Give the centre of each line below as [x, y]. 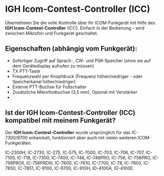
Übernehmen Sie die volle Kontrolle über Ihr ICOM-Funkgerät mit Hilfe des [80, 23]
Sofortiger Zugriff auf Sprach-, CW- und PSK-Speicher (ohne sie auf [82, 61]
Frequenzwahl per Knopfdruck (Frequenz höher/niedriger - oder [77, 76]
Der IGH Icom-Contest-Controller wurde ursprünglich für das [68, 132]
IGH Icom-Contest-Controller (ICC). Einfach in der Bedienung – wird [75, 28]
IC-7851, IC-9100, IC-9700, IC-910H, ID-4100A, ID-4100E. [76, 168]
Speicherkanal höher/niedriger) [44, 81]
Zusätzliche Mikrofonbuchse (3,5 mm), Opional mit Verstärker [75, 92]
